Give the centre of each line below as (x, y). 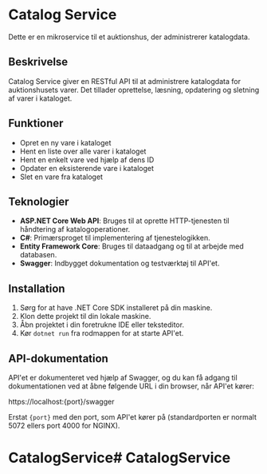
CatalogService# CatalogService (120, 458)
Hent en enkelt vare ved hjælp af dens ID (87, 159)
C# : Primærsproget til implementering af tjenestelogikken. (115, 238)
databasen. (38, 255)
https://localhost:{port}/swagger (61, 402)
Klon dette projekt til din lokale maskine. (85, 317)
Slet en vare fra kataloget (61, 177)
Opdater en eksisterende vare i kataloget (86, 168)
